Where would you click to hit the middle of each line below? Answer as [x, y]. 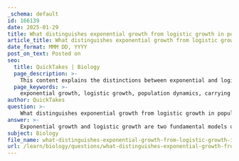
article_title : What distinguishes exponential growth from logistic [113, 41]
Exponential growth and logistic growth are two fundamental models [124, 126]
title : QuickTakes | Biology [57, 67]
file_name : [23, 140]
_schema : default [33, 14]
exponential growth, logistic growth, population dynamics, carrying [126, 93]
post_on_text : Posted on [44, 54]
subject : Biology [33, 133]
